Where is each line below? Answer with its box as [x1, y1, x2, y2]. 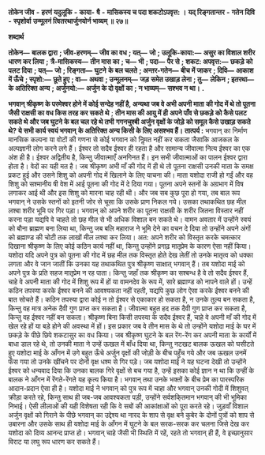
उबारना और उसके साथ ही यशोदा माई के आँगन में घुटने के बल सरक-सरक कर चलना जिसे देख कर [8, 419, 250, 428]
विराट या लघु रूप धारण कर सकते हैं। [8, 437, 101, 446]
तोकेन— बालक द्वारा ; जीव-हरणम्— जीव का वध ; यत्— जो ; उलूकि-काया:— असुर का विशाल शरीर [8, 48, 256, 57]
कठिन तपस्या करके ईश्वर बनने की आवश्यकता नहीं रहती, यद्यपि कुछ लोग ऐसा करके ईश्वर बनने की [8, 286, 250, 295]
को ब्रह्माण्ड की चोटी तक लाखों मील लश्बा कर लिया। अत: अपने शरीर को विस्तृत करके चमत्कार [8, 233, 241, 242]
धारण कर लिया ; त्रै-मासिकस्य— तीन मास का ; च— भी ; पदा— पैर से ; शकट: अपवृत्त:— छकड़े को [8, 57, 253, 66]
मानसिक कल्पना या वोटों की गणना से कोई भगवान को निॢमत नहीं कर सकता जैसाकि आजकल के [8, 135, 240, 144]
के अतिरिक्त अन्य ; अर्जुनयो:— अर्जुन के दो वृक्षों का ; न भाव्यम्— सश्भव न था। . [8, 84, 205, 92]
